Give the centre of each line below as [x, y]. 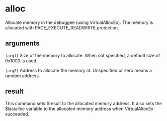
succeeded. [17, 114]
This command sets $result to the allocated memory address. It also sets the [83, 103]
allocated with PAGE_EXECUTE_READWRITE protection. [62, 27]
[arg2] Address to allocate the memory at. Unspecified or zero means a [79, 70]
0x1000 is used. [21, 61]
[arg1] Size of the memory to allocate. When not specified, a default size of [83, 55]
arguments [22, 44]
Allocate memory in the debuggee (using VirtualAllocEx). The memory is [79, 22]
